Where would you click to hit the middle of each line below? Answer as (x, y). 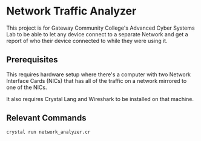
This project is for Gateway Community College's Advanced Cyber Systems (100, 28)
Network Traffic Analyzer (71, 11)
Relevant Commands (46, 118)
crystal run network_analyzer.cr (48, 132)
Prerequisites (32, 60)
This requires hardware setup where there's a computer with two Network (99, 74)
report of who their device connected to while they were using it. (87, 41)
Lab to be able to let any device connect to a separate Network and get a (97, 34)
